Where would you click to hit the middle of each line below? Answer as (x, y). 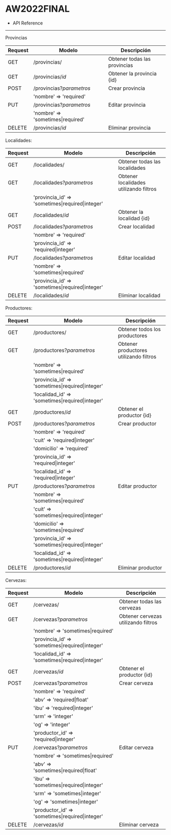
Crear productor (137, 423)
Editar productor (137, 486)
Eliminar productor (140, 568)
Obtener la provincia (132, 73)
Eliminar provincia (130, 128)
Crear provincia (127, 88)
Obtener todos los (139, 329)
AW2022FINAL (38, 9)
